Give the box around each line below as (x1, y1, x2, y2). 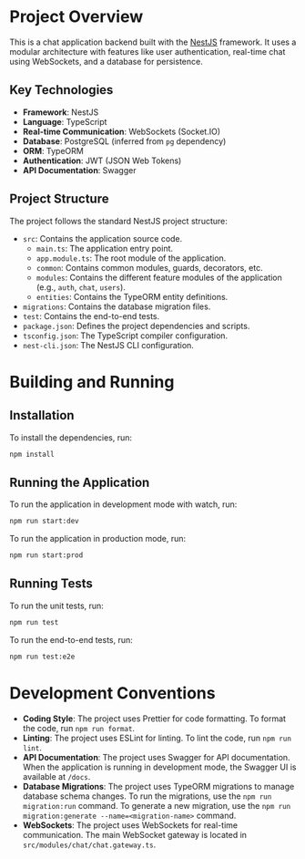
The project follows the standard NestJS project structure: (9, 215, 228, 226)
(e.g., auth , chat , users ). (36, 281, 126, 293)
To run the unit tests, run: (9, 600, 105, 611)
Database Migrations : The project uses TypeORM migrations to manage (22, 781, 295, 792)
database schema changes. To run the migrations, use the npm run (22, 791, 272, 802)
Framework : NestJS (22, 107, 99, 118)
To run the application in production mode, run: (9, 533, 187, 544)
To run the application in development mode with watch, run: (9, 499, 238, 510)
